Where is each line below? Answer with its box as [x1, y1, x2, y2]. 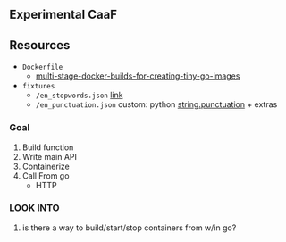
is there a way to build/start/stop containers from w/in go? [21, 222, 237, 233]
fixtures [21, 82, 55, 91]
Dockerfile [21, 63, 63, 72]
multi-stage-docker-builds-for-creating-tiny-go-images [35, 71, 240, 81]
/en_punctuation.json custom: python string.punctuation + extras [35, 99, 278, 110]
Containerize [21, 161, 70, 171]
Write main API [21, 151, 78, 162]
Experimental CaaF [9, 7, 118, 22]
